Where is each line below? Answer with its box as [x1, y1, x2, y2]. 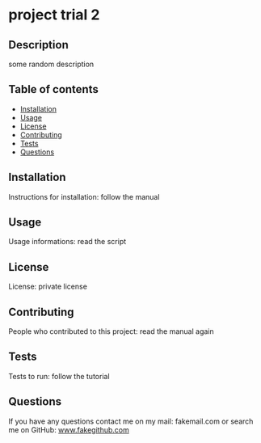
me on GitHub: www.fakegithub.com [8, 424, 129, 434]
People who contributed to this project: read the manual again [8, 327, 214, 336]
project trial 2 [8, 6, 100, 24]
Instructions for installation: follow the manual [8, 192, 160, 201]
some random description [8, 59, 95, 69]
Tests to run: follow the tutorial [8, 371, 111, 381]
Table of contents [8, 82, 99, 96]
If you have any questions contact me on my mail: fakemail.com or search [8, 416, 254, 426]
